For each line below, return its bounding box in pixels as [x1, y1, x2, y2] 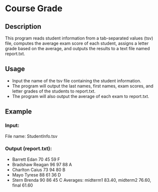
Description [5, 22, 41, 31]
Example [5, 108, 32, 116]
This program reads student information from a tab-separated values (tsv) [5, 35, 154, 41]
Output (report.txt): [5, 145, 52, 152]
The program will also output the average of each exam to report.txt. [12, 93, 150, 99]
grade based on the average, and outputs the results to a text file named [5, 46, 150, 51]
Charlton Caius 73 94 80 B [12, 167, 66, 173]
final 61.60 [12, 182, 33, 188]
